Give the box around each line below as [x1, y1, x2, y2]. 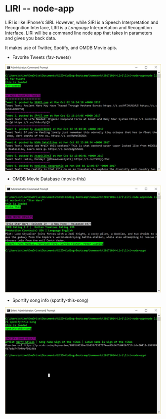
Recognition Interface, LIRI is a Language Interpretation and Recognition [5, 24, 152, 30]
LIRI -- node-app [5, 3, 74, 14]
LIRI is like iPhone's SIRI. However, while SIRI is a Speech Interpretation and [5, 19, 159, 25]
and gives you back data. [5, 35, 57, 41]
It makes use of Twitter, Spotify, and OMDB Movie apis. [5, 45, 118, 50]
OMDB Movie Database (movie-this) [12, 176, 86, 182]
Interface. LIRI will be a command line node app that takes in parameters [5, 30, 153, 36]
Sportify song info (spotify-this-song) [12, 297, 89, 303]
